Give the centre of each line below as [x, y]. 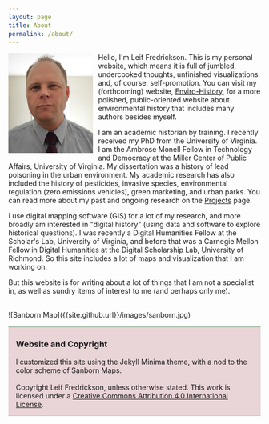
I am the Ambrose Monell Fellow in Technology [175, 150]
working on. [28, 267]
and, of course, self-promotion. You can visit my [178, 83]
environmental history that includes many [166, 109]
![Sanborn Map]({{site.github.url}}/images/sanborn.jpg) [99, 315]
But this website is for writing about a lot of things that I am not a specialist [131, 282]
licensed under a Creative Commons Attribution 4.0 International [122, 395]
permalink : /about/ [41, 34]
